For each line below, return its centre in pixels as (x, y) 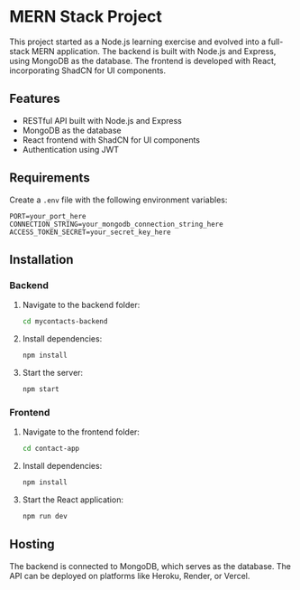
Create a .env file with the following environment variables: (118, 200)
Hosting (32, 544)
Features (35, 99)
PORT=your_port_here (48, 216)
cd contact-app (51, 449)
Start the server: (53, 373)
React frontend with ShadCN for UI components (111, 140)
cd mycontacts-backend (65, 322)
